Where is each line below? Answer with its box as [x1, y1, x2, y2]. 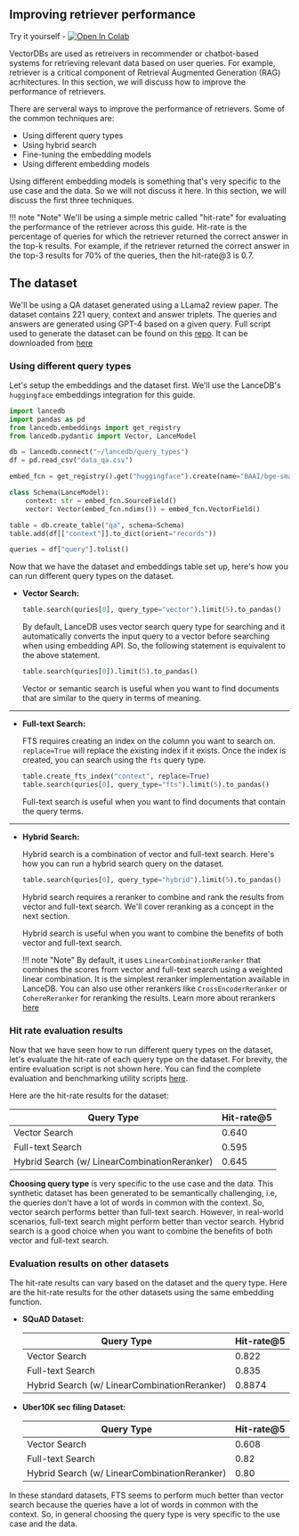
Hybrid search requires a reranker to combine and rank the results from [21, 891, 285, 902]
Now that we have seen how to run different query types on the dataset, [9, 1044, 273, 1055]
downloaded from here [9, 337, 93, 348]
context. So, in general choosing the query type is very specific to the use [9, 1509, 280, 1520]
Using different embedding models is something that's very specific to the [9, 176, 281, 186]
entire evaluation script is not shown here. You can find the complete [9, 1063, 262, 1074]
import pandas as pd [9, 415, 86, 424]
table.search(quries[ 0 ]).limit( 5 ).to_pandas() [21, 667, 198, 676]
